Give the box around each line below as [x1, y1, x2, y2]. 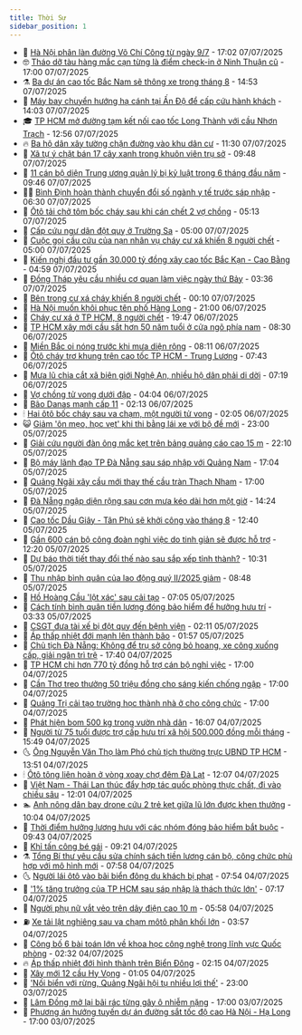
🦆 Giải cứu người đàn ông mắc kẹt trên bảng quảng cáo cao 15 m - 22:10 [22, 437, 292, 449]
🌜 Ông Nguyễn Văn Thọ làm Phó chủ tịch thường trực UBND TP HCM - [22, 746, 288, 757]
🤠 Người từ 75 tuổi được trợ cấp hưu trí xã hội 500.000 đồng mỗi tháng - [22, 726, 291, 737]
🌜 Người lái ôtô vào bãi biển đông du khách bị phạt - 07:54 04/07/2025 [22, 870, 289, 881]
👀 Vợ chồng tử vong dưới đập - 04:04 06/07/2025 [22, 389, 209, 400]
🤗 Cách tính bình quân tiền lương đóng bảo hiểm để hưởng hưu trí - [22, 601, 273, 612]
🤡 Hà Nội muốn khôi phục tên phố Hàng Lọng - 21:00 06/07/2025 [22, 302, 267, 313]
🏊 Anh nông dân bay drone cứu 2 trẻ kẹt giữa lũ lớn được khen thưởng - [22, 798, 292, 809]
